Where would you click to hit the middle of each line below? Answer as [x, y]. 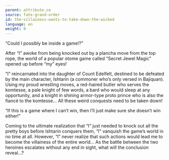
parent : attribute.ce [28, 10]
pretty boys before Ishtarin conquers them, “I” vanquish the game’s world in [84, 131]
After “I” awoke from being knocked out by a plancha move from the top [80, 53]
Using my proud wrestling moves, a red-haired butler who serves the [77, 85]
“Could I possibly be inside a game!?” [44, 43]
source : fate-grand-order [32, 15]
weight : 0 [16, 29]
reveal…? [15, 153]
